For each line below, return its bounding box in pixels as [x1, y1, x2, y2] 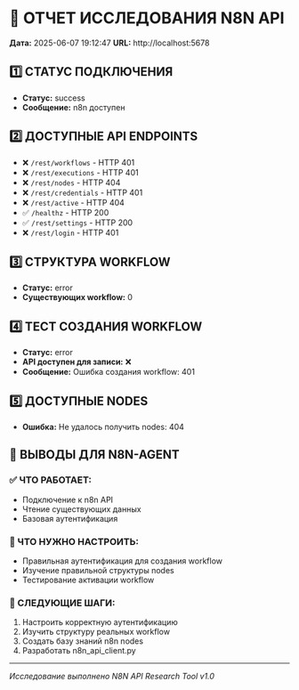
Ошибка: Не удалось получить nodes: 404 [21, 422, 185, 432]
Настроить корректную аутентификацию [21, 617, 178, 628]
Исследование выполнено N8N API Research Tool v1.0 [9, 671, 215, 682]
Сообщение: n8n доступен [21, 101, 125, 112]
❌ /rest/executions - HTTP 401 [21, 166, 140, 177]
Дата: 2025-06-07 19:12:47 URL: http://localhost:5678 [9, 37, 210, 48]
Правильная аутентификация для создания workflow [21, 556, 222, 566]
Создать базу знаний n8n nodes [21, 636, 144, 646]
